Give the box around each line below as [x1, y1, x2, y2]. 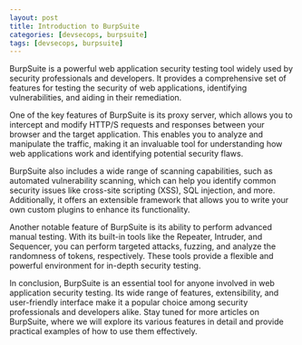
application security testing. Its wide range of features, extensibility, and [9, 287, 279, 299]
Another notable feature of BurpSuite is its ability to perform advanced [9, 222, 273, 233]
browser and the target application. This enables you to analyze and [9, 129, 264, 140]
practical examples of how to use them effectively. [9, 326, 198, 337]
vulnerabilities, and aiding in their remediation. [9, 92, 182, 103]
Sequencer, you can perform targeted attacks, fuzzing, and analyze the [9, 241, 277, 252]
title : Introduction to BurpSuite [9, 22, 141, 31]
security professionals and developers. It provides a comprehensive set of [9, 73, 287, 84]
